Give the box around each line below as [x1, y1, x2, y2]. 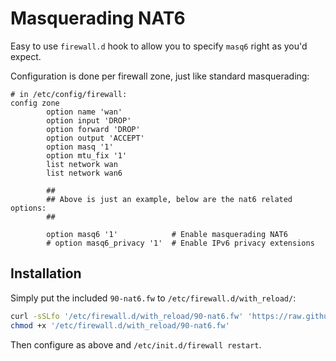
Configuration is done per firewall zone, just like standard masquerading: [10, 70, 310, 82]
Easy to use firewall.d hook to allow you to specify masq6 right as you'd [10, 40, 308, 52]
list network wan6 [46, 168, 123, 178]
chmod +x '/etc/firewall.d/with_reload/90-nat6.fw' [10, 320, 230, 331]
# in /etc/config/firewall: [10, 89, 128, 99]
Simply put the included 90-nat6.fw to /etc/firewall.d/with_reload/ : [10, 292, 297, 304]
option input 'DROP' [46, 115, 132, 126]
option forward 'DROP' [46, 124, 141, 134]
